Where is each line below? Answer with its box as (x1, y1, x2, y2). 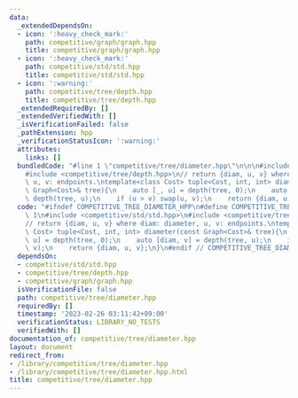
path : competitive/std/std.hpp (25, 63, 141, 72)
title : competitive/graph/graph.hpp (25, 46, 161, 55)
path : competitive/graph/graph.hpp (25, 37, 157, 47)
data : (9, 12, 29, 22)
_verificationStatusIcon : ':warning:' (17, 137, 161, 145)
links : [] (25, 152, 62, 162)
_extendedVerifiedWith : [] (17, 112, 117, 121)
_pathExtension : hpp (17, 129, 93, 137)
